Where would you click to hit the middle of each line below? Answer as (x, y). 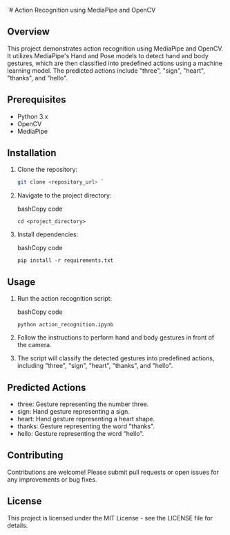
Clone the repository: (47, 170)
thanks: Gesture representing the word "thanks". (86, 426)
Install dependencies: (48, 234)
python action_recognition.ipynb (65, 325)
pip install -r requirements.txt (65, 261)
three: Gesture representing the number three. (83, 404)
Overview (29, 32)
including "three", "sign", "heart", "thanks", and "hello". (95, 366)
